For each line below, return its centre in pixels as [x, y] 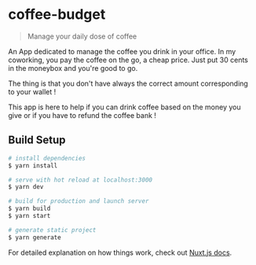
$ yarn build [29, 209]
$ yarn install [33, 166]
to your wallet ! [32, 91]
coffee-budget [57, 15]
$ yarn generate [35, 237]
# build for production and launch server [79, 201]
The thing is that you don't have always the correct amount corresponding [128, 83]
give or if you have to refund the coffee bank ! [82, 115]
